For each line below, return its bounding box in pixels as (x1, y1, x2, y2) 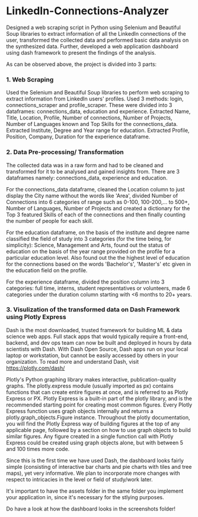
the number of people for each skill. (6, 217, 94, 224)
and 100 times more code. (6, 445, 70, 452)
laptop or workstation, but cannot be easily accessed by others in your (6, 352, 179, 359)
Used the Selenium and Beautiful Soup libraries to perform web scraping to (6, 89, 190, 96)
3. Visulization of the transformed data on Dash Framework (6, 305, 180, 314)
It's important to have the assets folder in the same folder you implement (6, 487, 184, 494)
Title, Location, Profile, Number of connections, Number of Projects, (6, 114, 173, 121)
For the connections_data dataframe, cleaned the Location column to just (6, 185, 185, 193)
